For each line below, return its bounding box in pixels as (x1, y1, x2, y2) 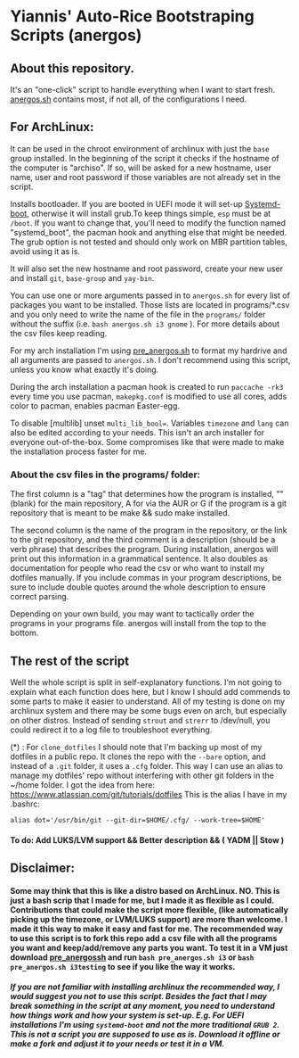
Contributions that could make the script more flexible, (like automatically (10, 904, 288, 915)
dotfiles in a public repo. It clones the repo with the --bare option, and (10, 751, 266, 762)
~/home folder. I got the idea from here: (10, 779, 155, 790)
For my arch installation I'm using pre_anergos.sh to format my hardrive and (10, 345, 287, 356)
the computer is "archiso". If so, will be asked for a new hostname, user (10, 162, 272, 173)
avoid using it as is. (10, 245, 81, 256)
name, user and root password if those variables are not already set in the (10, 171, 281, 182)
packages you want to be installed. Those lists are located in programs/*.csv (10, 299, 290, 310)
